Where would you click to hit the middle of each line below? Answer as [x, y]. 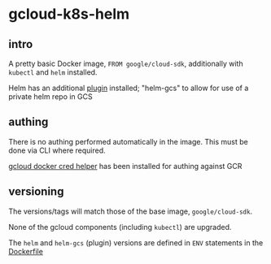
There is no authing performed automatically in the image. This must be [128, 141]
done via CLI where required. [57, 150]
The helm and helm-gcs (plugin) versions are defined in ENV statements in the [136, 242]
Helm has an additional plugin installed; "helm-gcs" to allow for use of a [129, 88]
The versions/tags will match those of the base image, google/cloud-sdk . [131, 211]
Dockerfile [26, 251]
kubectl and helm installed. [53, 72]
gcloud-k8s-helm [69, 14]
